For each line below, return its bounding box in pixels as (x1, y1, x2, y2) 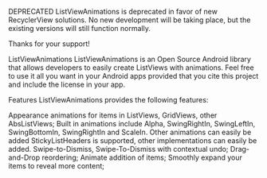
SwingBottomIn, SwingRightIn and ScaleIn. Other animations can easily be (8, 127, 252, 137)
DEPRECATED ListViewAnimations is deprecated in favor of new (8, 7, 218, 16)
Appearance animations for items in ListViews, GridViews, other (8, 110, 218, 120)
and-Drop (8, 153, 41, 162)
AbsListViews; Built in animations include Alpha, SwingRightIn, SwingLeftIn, (8, 119, 256, 128)
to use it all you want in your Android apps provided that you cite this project (8, 72, 259, 80)
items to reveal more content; (8, 161, 105, 170)
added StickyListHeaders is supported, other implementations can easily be (8, 136, 257, 145)
